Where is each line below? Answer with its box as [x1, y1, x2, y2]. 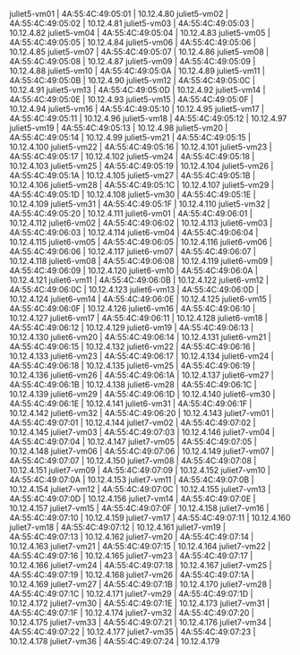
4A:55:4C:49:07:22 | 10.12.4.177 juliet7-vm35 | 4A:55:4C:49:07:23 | [9, 626, 256, 637]
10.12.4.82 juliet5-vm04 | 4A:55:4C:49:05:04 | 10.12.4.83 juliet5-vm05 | [9, 28, 270, 38]
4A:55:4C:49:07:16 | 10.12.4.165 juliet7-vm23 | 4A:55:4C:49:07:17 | [9, 550, 253, 561]
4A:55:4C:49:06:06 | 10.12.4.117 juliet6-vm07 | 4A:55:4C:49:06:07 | [9, 246, 257, 257]
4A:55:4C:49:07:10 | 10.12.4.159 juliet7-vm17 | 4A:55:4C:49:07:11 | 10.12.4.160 [9, 513, 291, 523]
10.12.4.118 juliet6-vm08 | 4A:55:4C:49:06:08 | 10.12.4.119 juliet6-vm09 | [9, 256, 273, 266]
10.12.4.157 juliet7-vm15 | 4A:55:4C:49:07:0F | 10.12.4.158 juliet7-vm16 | [9, 503, 270, 514]
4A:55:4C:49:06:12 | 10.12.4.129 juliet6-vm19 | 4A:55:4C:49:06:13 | [9, 322, 253, 333]
